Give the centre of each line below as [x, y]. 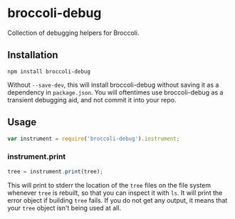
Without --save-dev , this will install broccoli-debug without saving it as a [113, 85]
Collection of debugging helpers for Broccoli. [73, 33]
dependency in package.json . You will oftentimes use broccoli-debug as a [115, 92]
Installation [33, 55]
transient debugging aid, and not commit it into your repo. [92, 100]
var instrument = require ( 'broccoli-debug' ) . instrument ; [94, 139]
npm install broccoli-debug [49, 71]
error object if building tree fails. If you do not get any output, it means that [117, 200]
